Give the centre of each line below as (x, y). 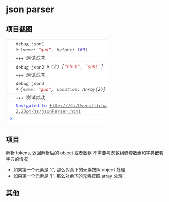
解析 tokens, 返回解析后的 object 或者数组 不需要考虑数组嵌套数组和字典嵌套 (85, 153)
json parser (30, 9)
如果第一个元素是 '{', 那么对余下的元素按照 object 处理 (69, 169)
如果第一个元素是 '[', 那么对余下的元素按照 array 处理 (68, 176)
